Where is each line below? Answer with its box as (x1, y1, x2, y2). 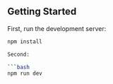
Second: (7, 51, 30, 58)
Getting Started (7, 6, 77, 18)
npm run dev (7, 70, 42, 77)
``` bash (7, 64, 30, 71)
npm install (7, 38, 42, 45)
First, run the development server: (7, 24, 107, 32)
